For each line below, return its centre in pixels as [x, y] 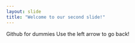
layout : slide [24, 11]
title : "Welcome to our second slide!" [56, 17]
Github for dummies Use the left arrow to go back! [68, 34]
